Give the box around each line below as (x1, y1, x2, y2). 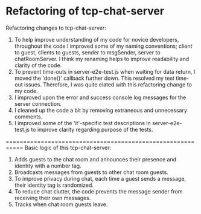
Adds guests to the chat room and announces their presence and (14, 155, 177, 163)
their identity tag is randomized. (14, 181, 94, 189)
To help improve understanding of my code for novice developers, (14, 36, 179, 43)
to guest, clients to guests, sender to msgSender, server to (14, 48, 161, 56)
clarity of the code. (14, 62, 62, 69)
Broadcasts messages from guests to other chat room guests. (14, 168, 168, 176)
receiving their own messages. (14, 194, 91, 201)
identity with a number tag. (14, 162, 82, 169)
